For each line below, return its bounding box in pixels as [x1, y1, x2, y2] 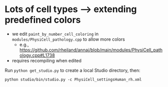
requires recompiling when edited [12, 57, 82, 63]
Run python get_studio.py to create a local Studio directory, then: [5, 67, 141, 73]
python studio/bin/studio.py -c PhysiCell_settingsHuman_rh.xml [5, 77, 142, 82]
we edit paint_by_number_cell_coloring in [12, 31, 99, 37]
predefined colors [5, 14, 81, 26]
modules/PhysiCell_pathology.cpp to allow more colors [12, 36, 125, 42]
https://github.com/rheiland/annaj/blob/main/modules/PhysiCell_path [19, 47, 163, 53]
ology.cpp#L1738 [19, 52, 55, 58]
